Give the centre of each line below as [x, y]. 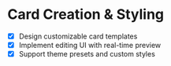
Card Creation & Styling [86, 15]
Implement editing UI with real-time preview [90, 45]
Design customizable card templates [78, 36]
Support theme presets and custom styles [87, 54]
